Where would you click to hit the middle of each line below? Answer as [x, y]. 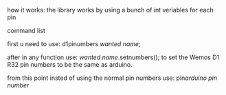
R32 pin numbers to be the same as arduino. [70, 64]
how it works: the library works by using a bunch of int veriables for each [111, 10]
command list [26, 31]
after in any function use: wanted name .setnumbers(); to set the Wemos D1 [113, 57]
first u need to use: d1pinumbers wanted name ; [74, 44]
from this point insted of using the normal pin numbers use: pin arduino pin [112, 78]
